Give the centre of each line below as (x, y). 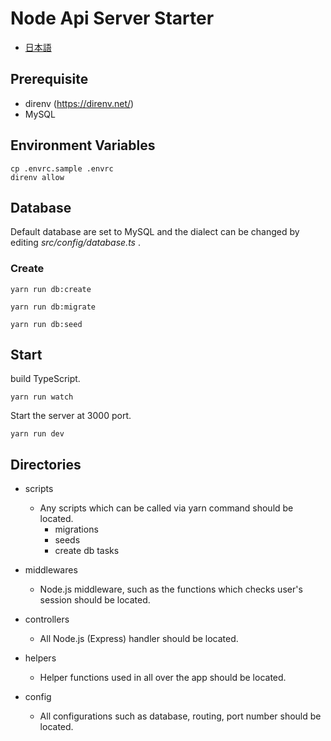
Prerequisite (49, 79)
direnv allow (37, 177)
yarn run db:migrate (53, 307)
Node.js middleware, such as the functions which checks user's (171, 589)
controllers (47, 619)
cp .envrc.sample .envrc (62, 168)
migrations (76, 529)
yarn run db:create (51, 289)
